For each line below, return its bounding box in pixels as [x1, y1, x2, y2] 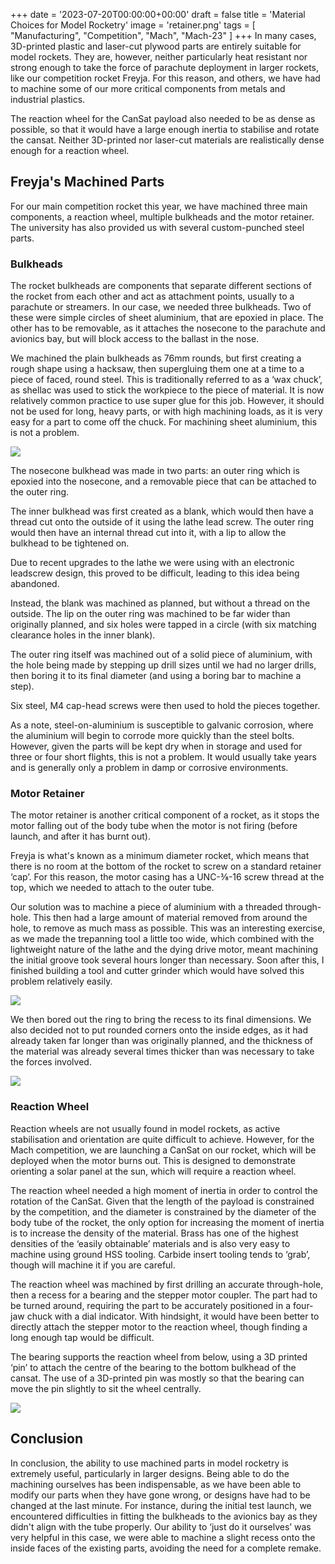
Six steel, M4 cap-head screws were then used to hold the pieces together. [10, 700, 321, 712]
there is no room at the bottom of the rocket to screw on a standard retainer [10, 860, 322, 873]
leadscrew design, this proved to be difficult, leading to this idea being [10, 567, 300, 579]
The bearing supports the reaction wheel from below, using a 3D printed [10, 1350, 308, 1363]
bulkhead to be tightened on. [10, 537, 130, 549]
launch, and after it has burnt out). [10, 830, 151, 843]
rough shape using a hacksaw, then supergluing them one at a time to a [10, 363, 305, 375]
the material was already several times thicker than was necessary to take [10, 1045, 315, 1058]
